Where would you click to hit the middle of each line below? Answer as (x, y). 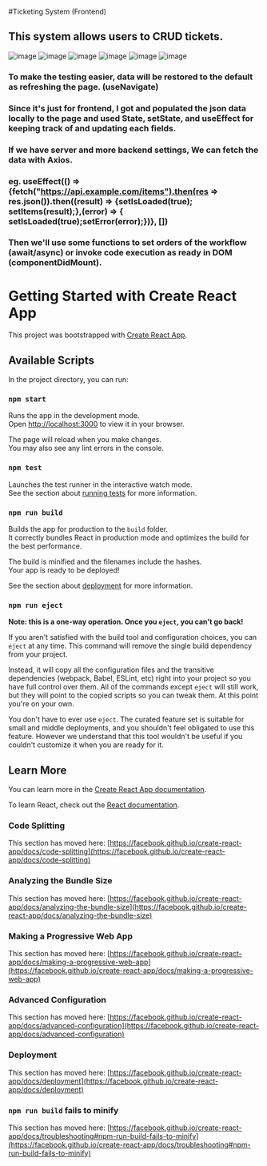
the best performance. (45, 546)
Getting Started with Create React (123, 296)
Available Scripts (51, 360)
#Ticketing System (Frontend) (57, 12)
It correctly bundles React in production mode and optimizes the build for (129, 538)
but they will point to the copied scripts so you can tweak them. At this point (133, 695)
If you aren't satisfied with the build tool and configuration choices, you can (133, 637)
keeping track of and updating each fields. (92, 128)
